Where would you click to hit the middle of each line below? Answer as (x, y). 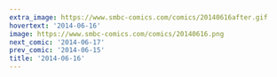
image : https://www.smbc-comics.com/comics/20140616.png (117, 34)
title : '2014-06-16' (47, 58)
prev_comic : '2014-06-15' (57, 50)
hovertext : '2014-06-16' (55, 26)
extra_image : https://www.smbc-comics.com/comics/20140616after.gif (138, 17)
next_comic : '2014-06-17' (57, 42)
